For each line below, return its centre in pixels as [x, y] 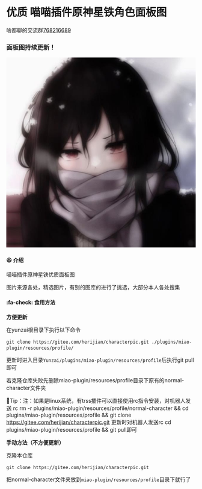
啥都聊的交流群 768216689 [38, 30]
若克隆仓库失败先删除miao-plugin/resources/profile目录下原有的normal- [95, 380]
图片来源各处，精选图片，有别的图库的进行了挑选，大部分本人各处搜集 [93, 288]
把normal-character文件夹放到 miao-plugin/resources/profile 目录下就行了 [99, 479]
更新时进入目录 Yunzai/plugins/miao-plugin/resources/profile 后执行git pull [100, 360]
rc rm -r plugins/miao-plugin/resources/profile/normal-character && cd [101, 408]
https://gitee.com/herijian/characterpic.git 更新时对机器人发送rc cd [89, 422]
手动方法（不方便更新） [35, 442]
